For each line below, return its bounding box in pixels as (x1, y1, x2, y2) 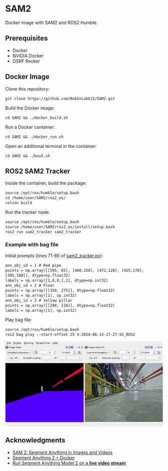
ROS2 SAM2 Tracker (5, 167, 70, 175)
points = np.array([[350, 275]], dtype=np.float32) (5, 288, 115, 293)
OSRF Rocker (12, 58, 40, 64)
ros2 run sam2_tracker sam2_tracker (5, 230, 81, 235)
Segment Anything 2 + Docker (12, 454, 75, 460)
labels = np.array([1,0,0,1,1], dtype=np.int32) (5, 278, 108, 283)
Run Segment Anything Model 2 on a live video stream (12, 460, 126, 466)
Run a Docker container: (5, 124, 55, 130)
